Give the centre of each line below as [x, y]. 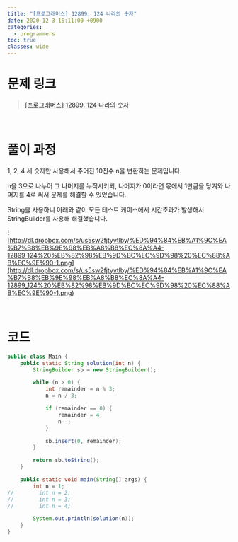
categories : [25, 27]
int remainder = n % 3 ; [80, 389]
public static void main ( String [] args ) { [84, 480]
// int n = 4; [39, 506]
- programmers [34, 34]
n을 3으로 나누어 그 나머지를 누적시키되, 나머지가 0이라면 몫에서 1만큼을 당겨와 [115, 185]
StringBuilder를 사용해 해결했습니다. [58, 218]
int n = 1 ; [49, 486]
